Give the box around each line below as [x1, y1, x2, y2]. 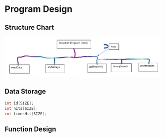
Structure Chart [4, 23, 55, 32]
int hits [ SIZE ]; [4, 106, 38, 111]
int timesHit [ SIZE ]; [4, 111, 48, 116]
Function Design [4, 125, 56, 133]
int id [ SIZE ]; [4, 100, 34, 106]
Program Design [4, 3, 73, 15]
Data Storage [4, 87, 46, 95]
